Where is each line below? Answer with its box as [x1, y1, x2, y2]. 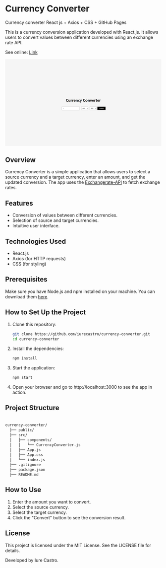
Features [5, 199, 33, 208]
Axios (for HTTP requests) [12, 255, 66, 261]
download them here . [5, 293, 49, 299]
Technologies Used [5, 237, 66, 246]
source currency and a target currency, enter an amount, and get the [5, 174, 146, 180]
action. [12, 389, 27, 395]
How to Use [5, 486, 42, 494]
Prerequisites [5, 275, 48, 284]
